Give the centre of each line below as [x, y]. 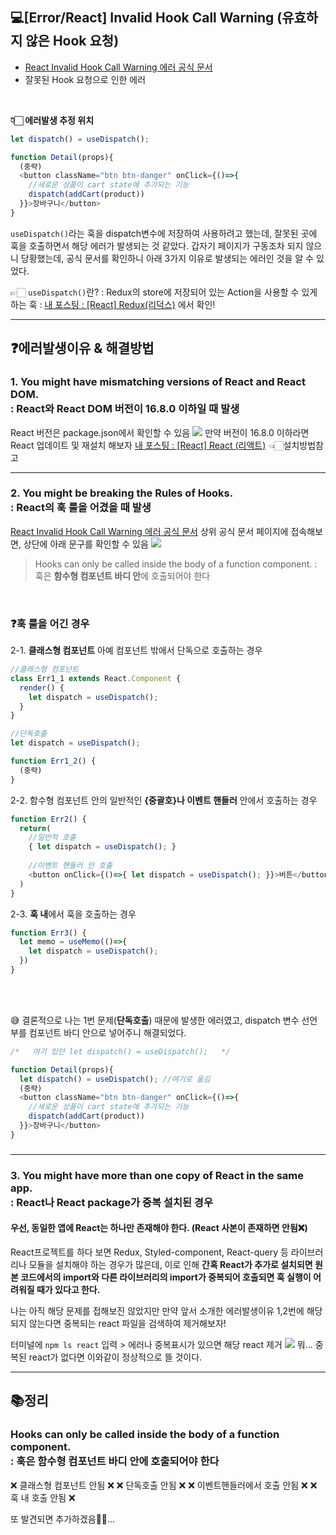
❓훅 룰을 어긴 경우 [50, 623]
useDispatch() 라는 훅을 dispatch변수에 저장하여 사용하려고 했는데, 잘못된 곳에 [164, 233]
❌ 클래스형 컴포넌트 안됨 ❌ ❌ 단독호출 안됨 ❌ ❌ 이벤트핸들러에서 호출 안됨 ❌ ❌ [164, 1485]
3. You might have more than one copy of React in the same [157, 1175]
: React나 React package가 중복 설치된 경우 [111, 1202]
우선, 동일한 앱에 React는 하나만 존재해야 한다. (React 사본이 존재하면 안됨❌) [159, 1228]
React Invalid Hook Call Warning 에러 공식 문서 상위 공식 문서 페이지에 [149, 531]
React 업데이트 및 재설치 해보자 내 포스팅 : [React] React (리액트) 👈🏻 [147, 445]
